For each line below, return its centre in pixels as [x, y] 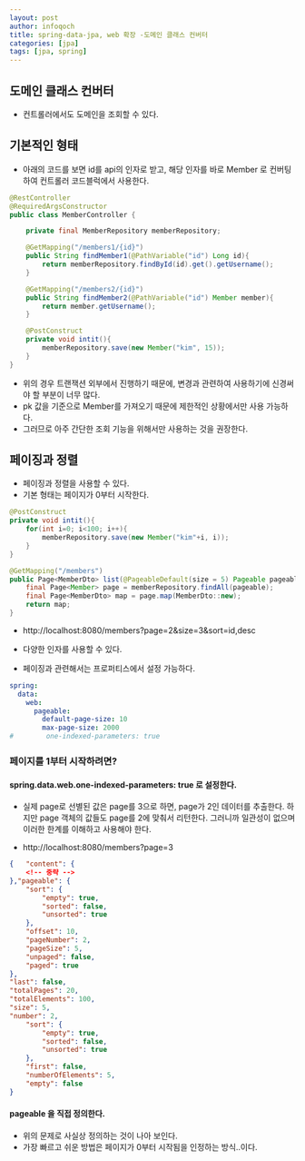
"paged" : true [52, 965]
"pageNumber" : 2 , [59, 940]
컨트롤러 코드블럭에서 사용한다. [94, 180]
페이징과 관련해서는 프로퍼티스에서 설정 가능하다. [108, 668]
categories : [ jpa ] [44, 43]
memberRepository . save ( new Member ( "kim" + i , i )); [136, 538]
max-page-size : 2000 [81, 728]
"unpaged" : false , [60, 957]
